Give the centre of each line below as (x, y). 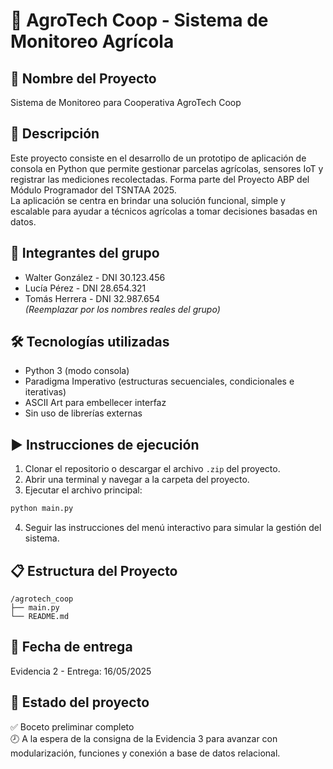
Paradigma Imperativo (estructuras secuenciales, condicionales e (159, 381)
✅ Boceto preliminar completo (72, 726)
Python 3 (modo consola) (77, 371)
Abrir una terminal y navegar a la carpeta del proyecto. (137, 480)
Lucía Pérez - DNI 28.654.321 (85, 288)
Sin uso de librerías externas (83, 413)
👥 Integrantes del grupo (85, 253)
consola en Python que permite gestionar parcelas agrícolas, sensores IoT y (167, 168)
